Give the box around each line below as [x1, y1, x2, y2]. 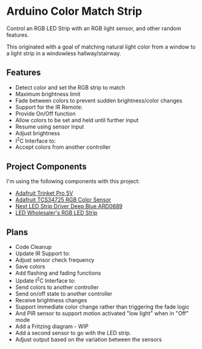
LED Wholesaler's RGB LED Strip [15, 209, 98, 216]
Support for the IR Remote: [15, 103, 83, 111]
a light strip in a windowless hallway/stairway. [6, 49, 121, 57]
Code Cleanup [15, 243, 52, 251]
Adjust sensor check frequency [15, 256, 95, 264]
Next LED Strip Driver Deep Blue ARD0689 [15, 203, 123, 210]
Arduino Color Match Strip [6, 4, 143, 18]
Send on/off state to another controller [15, 290, 113, 297]
